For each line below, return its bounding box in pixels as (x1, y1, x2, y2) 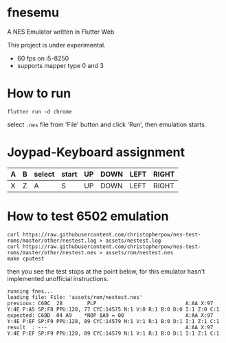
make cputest (7, 255, 45, 262)
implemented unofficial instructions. (7, 274, 109, 283)
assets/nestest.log (105, 237, 161, 244)
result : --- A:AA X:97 (7, 324, 214, 331)
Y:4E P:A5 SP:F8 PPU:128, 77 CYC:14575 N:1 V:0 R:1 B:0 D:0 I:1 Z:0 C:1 (7, 306, 220, 313)
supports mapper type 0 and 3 (16, 61, 104, 69)
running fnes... (7, 287, 54, 295)
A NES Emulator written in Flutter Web (7, 27, 115, 36)
